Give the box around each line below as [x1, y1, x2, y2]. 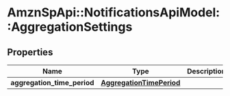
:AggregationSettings [7, 19, 133, 35]
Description [187, 67, 226, 76]
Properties [7, 46, 53, 58]
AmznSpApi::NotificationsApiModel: [7, 5, 220, 20]
